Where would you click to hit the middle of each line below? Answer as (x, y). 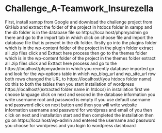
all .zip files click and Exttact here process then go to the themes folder (76, 53)
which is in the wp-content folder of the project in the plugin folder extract (79, 48)
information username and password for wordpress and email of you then (79, 110)
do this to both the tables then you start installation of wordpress (70, 84)
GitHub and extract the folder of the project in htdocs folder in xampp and (79, 27)
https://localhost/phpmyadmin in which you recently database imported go (80, 68)
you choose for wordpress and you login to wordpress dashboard (70, 125)
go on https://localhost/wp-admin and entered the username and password (81, 120)
